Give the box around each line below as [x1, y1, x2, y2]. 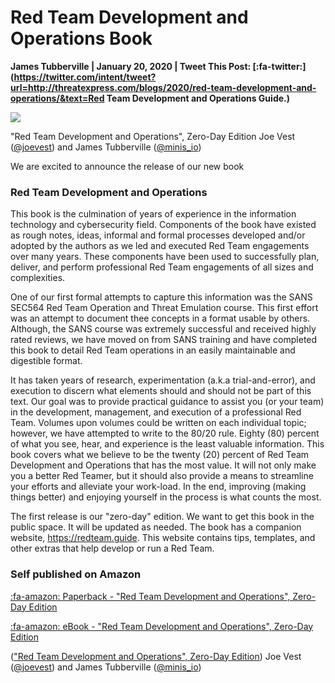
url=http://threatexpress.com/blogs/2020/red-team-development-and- [10, 81, 317, 93]
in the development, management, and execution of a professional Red [10, 406, 302, 418]
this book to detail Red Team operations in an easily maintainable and [10, 344, 296, 356]
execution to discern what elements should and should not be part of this [10, 385, 312, 397]
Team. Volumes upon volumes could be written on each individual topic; [10, 417, 307, 429]
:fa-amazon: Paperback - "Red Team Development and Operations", [10, 590, 291, 602]
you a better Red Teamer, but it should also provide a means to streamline [10, 470, 314, 482]
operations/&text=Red [10, 92, 105, 104]
